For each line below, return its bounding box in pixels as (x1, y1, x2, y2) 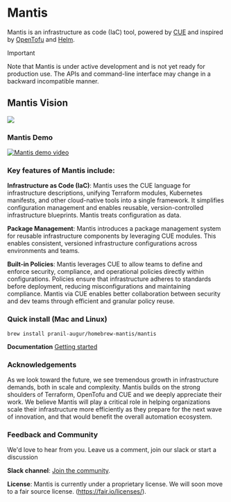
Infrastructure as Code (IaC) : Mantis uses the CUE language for (7, 181, 191, 190)
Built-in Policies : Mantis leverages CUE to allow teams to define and (7, 260, 203, 268)
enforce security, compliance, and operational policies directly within (7, 268, 205, 276)
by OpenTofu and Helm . (7, 35, 75, 43)
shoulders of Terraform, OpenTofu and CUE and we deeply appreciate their (7, 390, 222, 398)
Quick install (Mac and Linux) (7, 314, 108, 324)
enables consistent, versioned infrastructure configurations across (7, 239, 198, 248)
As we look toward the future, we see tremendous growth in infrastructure (7, 375, 219, 384)
